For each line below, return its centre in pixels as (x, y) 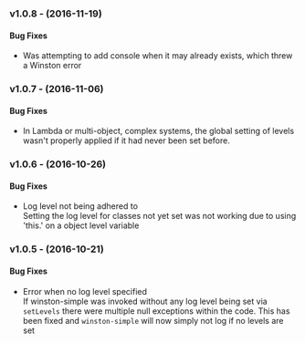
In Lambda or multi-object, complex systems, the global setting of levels (158, 131)
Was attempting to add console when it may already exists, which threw (158, 56)
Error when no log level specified (85, 291)
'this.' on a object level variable (81, 225)
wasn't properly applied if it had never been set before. (126, 140)
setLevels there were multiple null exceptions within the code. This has (156, 311)
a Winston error (52, 66)
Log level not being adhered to (80, 206)
